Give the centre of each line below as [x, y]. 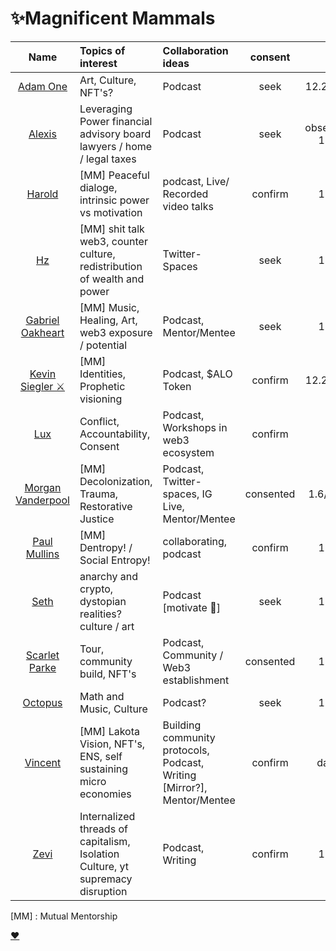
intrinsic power [114, 200]
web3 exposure [116, 332]
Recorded [185, 194]
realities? [100, 614]
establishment [196, 680]
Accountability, [115, 434]
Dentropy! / [106, 547]
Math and [102, 696]
